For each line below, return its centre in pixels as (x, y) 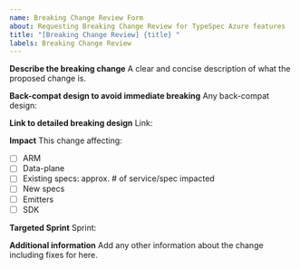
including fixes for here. (53, 255)
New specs (44, 189)
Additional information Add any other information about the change (137, 245)
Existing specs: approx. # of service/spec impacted (118, 178)
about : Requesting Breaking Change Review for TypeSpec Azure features (147, 26)
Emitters (38, 199)
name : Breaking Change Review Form (77, 18)
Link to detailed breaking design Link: (81, 123)
